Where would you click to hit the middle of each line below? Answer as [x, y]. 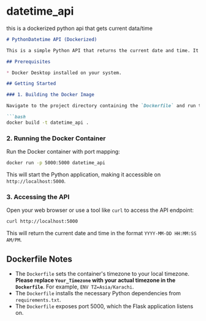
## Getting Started [31, 84]
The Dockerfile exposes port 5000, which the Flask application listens [104, 306]
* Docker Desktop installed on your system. [64, 73]
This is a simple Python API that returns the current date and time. [98, 50]
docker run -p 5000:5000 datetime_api [56, 163]
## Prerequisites [29, 62]
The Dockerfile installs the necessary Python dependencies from [98, 293]
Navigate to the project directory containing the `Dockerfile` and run [101, 106]
